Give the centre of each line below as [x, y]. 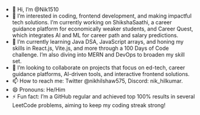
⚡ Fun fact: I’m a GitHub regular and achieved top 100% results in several [103, 96]
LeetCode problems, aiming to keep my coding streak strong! [89, 105]
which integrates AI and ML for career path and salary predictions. [95, 35]
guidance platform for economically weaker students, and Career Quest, [102, 29]
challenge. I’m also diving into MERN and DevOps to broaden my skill [98, 54]
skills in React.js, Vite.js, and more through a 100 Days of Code [90, 48]
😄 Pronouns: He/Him [39, 89]
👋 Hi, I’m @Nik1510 [35, 9]
